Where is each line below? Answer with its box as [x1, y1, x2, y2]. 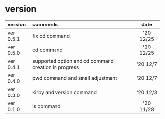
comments [32, 21, 58, 28]
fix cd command [32, 32, 70, 39]
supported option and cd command [32, 57, 114, 64]
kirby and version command [32, 89, 97, 95]
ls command [32, 103, 61, 110]
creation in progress [32, 64, 79, 71]
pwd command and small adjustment [32, 74, 117, 81]
